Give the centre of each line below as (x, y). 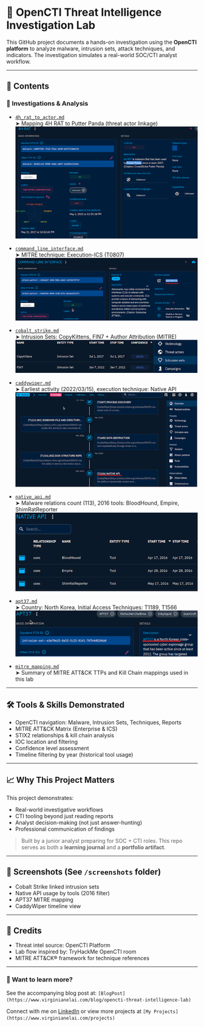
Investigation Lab (51, 25)
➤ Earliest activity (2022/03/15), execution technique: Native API (96, 389)
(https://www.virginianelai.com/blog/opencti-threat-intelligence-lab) (99, 1000)
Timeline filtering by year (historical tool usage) (74, 754)
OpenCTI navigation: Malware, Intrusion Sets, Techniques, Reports (98, 722)
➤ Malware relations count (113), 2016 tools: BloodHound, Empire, (97, 503)
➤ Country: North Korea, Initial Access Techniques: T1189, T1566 (96, 607)
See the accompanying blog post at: (52, 993)
